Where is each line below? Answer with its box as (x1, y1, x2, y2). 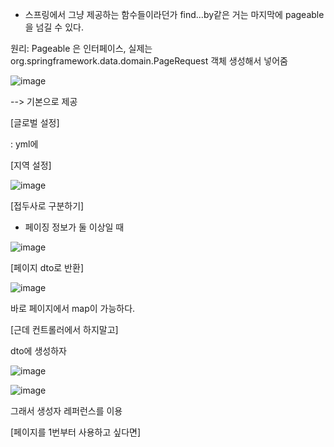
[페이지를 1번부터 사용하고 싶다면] (10, 426, 142, 438)
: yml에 (10, 138, 39, 150)
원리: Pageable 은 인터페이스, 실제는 (10, 43, 153, 54)
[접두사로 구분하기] (10, 200, 85, 212)
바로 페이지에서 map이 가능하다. (10, 303, 136, 314)
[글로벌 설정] (10, 117, 60, 128)
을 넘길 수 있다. (24, 21, 84, 33)
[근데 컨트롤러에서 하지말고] (10, 324, 119, 335)
